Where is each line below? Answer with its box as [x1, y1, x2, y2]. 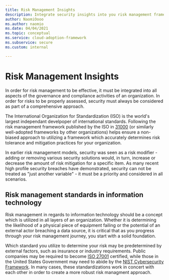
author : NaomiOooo [5, 17, 44, 22]
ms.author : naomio [5, 21, 44, 27]
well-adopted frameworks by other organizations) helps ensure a [5, 129, 140, 135]
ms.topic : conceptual [5, 31, 51, 36]
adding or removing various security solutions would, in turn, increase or [5, 155, 156, 161]
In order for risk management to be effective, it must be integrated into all [5, 87, 157, 93]
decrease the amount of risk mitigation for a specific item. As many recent [5, 160, 159, 166]
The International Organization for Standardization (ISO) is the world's [5, 113, 150, 119]
